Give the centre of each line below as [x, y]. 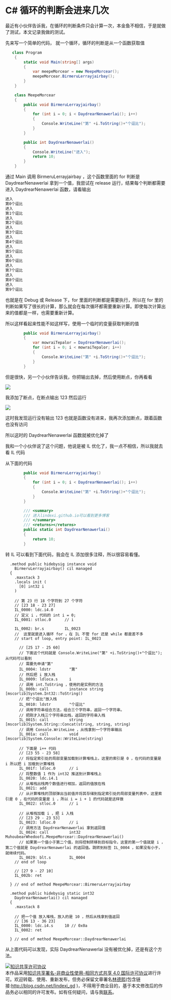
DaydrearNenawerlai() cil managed [51, 898]
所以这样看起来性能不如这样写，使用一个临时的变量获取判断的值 [72, 323]
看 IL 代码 [15, 452]
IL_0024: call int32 [50, 832]
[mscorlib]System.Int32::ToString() [44, 694]
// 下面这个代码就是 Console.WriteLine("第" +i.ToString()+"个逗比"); [91, 653]
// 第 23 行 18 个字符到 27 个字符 [49, 601]
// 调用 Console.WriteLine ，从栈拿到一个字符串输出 [70, 729]
